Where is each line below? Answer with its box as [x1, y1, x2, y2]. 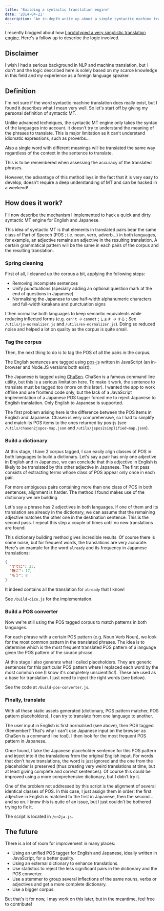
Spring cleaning [5, 259, 44, 266]
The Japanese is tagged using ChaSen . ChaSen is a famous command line [5, 374, 155, 380]
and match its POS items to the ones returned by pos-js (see [5, 420, 127, 426]
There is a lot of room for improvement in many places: [5, 840, 116, 846]
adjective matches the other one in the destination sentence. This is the [5, 514, 149, 520]
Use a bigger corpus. [12, 886, 55, 892]
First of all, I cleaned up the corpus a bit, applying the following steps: [5, 271, 145, 277]
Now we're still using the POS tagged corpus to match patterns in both [5, 619, 147, 625]
